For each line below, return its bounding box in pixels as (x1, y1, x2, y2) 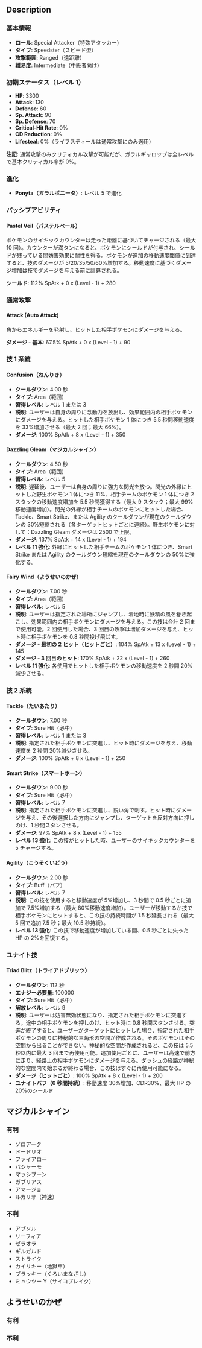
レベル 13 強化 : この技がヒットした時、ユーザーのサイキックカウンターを (14, 837, 196, 844)
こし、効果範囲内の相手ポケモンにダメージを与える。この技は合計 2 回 (14, 618, 191, 625)
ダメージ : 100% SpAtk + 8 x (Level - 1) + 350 (14, 431, 126, 438)
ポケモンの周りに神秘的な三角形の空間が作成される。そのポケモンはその (14, 1034, 195, 1041)
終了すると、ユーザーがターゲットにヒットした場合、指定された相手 (25, 1027, 195, 1034)
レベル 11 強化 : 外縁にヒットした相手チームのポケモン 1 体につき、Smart (14, 543, 193, 551)
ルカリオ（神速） (14, 1194, 58, 1201)
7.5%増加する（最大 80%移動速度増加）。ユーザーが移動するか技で (27, 904, 193, 911)
